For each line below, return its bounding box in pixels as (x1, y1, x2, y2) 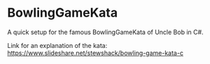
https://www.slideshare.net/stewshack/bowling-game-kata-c (7, 49, 184, 57)
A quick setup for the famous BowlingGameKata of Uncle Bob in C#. (7, 28, 204, 36)
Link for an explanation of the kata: (7, 41, 108, 49)
